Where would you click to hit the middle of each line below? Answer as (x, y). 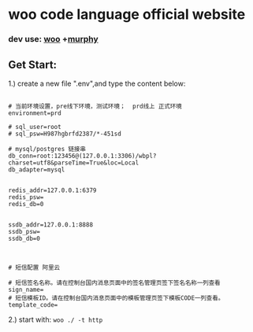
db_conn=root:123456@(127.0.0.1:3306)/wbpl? (82, 156)
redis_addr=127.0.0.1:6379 (52, 190)
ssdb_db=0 (24, 238)
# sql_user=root (35, 127)
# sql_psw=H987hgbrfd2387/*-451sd (65, 134)
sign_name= (26, 290)
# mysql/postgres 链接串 (47, 149)
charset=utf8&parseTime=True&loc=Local (74, 163)
